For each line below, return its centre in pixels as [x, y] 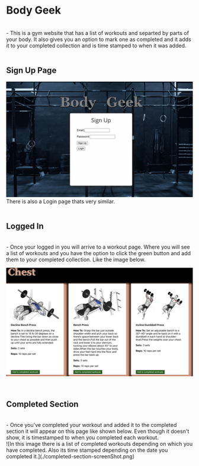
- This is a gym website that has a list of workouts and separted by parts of [98, 33]
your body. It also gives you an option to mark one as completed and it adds [99, 39]
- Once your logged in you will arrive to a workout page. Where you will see [98, 247]
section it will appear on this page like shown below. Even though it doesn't [98, 431]
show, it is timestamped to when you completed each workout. [82, 437]
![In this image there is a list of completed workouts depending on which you [99, 443]
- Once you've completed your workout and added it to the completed [92, 425]
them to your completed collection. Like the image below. [76, 259]
